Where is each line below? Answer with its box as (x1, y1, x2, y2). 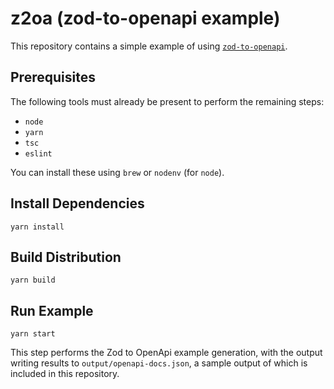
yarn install (10, 222, 65, 232)
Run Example (10, 302, 94, 319)
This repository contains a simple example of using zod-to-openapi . (10, 40, 288, 52)
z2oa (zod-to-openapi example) (10, 7, 281, 30)
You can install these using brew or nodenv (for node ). (10, 166, 225, 178)
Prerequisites (10, 69, 96, 86)
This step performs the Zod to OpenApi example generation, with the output (10, 347, 323, 359)
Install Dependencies (10, 195, 145, 212)
